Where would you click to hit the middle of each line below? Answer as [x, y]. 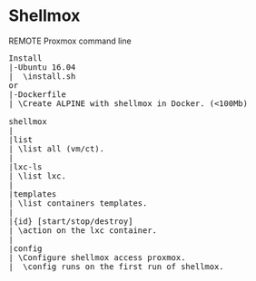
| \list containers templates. [78, 203]
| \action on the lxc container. [83, 230]
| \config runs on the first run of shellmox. [116, 266]
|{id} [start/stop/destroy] [71, 221]
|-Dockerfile [38, 94]
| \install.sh [42, 76]
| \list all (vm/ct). [57, 149]
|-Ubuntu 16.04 [42, 67]
